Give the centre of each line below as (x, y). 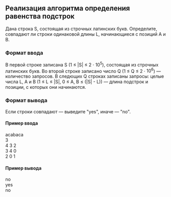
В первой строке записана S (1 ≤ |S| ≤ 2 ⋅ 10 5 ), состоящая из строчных (82, 64)
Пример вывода (23, 168)
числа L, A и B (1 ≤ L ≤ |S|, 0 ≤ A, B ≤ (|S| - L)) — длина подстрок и (77, 82)
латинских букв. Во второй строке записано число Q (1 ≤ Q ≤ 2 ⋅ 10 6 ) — (83, 70)
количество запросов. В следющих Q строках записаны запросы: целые (85, 77)
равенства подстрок (40, 17)
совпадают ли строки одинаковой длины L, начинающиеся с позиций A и (86, 34)
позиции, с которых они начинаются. (46, 87)
